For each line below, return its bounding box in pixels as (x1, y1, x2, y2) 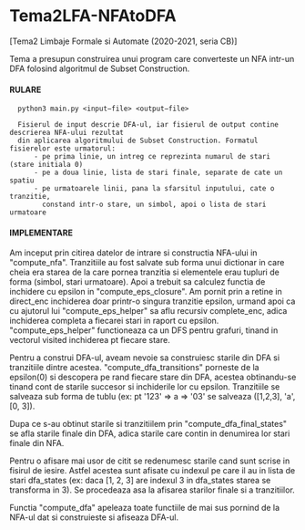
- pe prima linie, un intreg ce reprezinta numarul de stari (33, 152, 271, 161)
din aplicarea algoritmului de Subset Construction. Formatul (17, 136, 259, 146)
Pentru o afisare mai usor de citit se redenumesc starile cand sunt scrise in (9, 455, 290, 466)
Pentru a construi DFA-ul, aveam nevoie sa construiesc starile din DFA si (9, 352, 280, 363)
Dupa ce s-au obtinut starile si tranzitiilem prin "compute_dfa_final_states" (9, 419, 288, 430)
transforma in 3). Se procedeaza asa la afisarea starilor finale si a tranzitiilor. (9, 484, 296, 495)
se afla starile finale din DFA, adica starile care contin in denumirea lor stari (9, 428, 290, 439)
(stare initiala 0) (9, 161, 84, 170)
